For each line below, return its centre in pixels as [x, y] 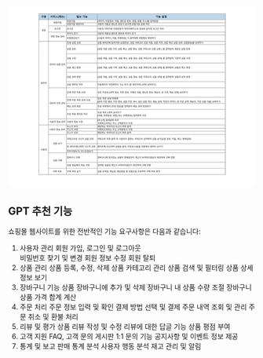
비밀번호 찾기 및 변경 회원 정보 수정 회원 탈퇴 [88, 258]
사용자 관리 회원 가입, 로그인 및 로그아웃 [80, 248]
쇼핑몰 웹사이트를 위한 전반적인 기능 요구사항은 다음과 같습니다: [105, 231]
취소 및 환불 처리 [53, 316]
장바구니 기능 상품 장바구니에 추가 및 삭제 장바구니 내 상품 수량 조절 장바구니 [136, 287]
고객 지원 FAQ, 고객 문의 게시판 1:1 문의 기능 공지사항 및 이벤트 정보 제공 [129, 336]
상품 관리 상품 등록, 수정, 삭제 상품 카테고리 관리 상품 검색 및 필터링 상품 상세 [136, 267]
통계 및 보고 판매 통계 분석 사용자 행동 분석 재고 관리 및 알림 [110, 346]
